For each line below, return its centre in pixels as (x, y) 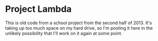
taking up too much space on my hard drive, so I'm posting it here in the (79, 28)
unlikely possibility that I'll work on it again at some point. (64, 33)
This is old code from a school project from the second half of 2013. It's (79, 23)
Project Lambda (38, 9)
